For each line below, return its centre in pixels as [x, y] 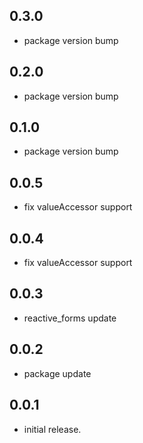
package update [57, 373]
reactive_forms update [70, 318]
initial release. [52, 429]
